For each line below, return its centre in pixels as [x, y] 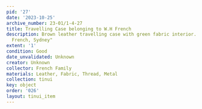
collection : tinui [29, 79]
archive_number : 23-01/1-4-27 [45, 23]
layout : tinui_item [31, 96]
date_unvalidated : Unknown [40, 57]
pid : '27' [19, 12]
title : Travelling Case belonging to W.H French [69, 29]
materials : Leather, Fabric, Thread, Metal [62, 74]
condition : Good [27, 51]
